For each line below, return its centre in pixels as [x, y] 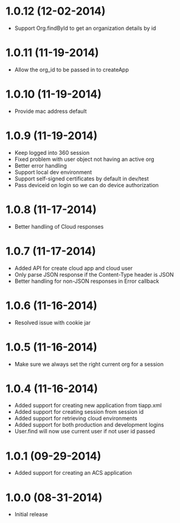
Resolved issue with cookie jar [52, 322]
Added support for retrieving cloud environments [76, 418]
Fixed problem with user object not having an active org [84, 159]
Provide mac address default [50, 111]
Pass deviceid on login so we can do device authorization [87, 185]
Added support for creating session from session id [79, 412]
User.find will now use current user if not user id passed [85, 432]
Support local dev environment [53, 172]
